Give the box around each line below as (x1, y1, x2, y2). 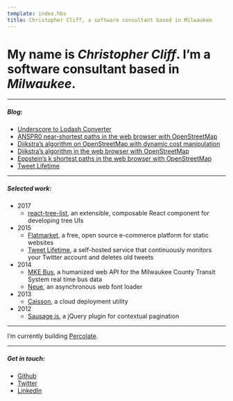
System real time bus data (27, 275, 103, 284)
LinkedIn (17, 386, 42, 395)
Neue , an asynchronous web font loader (27, 283, 143, 291)
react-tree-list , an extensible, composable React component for (27, 209, 209, 217)
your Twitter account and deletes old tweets (27, 253, 154, 262)
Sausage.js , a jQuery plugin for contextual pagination (27, 312, 180, 321)
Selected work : (7, 184, 52, 193)
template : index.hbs (7, 10, 67, 17)
